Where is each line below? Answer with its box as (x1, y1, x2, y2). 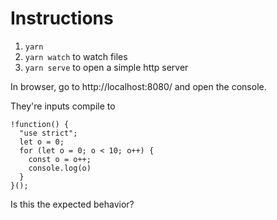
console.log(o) (28, 163, 92, 173)
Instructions (10, 7, 114, 30)
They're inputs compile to (10, 100, 116, 112)
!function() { (10, 119, 70, 129)
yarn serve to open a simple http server (24, 61, 189, 73)
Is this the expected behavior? (10, 198, 135, 210)
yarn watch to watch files (24, 50, 128, 62)
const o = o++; (28, 154, 92, 164)
